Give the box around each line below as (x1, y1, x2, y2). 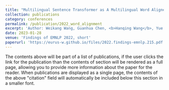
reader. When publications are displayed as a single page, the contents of (5, 69, 158, 75)
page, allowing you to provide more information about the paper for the (5, 64, 152, 70)
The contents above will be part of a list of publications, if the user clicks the (5, 53, 163, 59)
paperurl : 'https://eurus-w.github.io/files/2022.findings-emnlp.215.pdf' (5, 40, 165, 45)
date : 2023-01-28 (5, 30, 42, 35)
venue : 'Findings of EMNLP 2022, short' (5, 35, 92, 40)
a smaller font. (5, 80, 35, 86)
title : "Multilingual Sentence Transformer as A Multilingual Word (5, 7, 150, 12)
